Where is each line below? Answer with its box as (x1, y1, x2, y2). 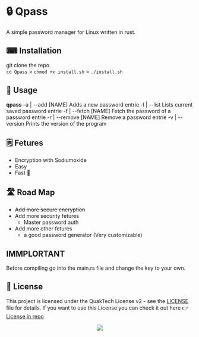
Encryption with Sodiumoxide (14, 157, 87, 164)
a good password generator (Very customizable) (23, 232, 143, 239)
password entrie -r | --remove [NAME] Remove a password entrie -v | (6, 114, 177, 121)
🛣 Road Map (6, 187, 55, 197)
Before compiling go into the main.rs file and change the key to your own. (6, 264, 186, 272)
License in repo (6, 313, 44, 320)
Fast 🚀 (14, 169, 31, 176)
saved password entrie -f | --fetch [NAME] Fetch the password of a (6, 107, 171, 114)
